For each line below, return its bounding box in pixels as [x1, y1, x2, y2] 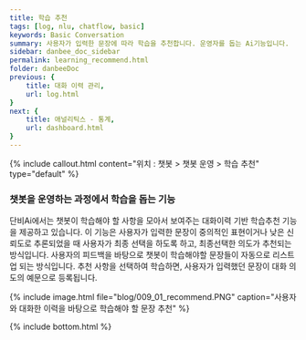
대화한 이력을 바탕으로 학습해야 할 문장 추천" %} [18, 303, 190, 314]
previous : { [9, 73, 55, 82]
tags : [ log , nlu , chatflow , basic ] [9, 22, 145, 31]
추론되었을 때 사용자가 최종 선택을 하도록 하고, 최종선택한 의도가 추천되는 [33, 238, 292, 249]
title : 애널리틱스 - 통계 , [26, 115, 115, 124]
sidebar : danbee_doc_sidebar [9, 47, 121, 57]
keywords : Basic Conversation [9, 30, 125, 39]
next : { [9, 107, 39, 116]
